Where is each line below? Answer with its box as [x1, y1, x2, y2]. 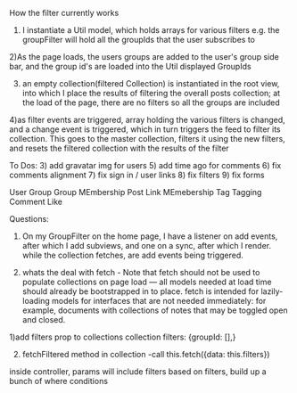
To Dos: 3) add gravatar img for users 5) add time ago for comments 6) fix [9, 160, 282, 170]
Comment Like [9, 196, 62, 207]
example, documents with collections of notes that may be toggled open [21, 305, 288, 315]
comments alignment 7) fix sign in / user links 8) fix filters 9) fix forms [9, 169, 265, 180]
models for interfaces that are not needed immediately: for [52, 296, 267, 306]
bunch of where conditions [9, 376, 109, 386]
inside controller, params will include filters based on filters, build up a [9, 366, 267, 377]
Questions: [9, 214, 49, 224]
